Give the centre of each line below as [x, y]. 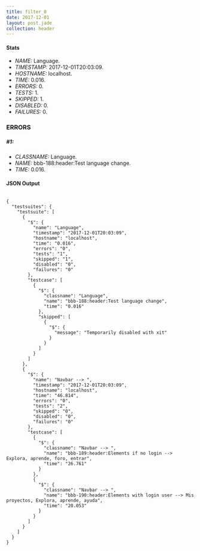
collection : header [31, 28]
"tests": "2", [50, 406]
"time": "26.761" [65, 463]
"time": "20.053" [65, 505]
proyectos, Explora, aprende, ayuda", [54, 500]
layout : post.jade [29, 23]
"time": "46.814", [56, 395]
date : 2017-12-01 [28, 17]
